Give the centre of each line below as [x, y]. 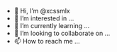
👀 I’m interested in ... [44, 18]
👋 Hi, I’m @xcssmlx [42, 11]
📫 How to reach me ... [47, 41]
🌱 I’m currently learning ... [52, 26]
